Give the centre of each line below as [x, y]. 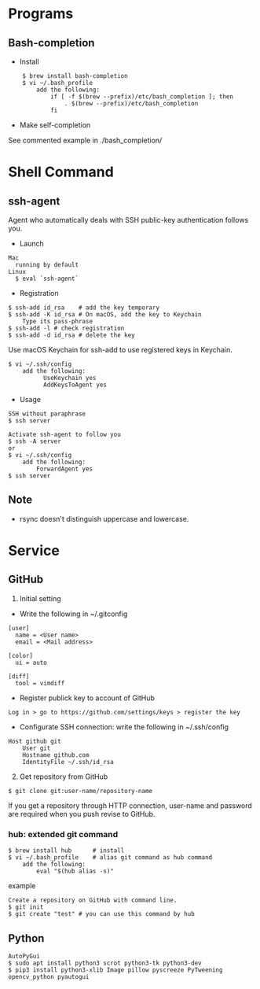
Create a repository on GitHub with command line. [93, 900]
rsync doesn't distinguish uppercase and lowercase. [104, 518]
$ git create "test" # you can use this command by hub [101, 914]
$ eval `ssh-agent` [47, 279]
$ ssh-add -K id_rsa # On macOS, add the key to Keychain [105, 315]
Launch [32, 244]
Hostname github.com [56, 755]
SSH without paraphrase [47, 414]
